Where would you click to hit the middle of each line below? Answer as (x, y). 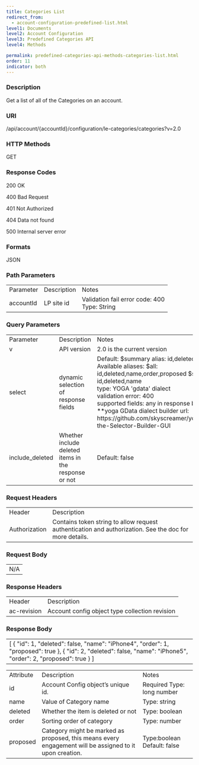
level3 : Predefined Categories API (50, 39)
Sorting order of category (77, 721)
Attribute (21, 675)
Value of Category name (76, 701)
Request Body (27, 555)
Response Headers (34, 587)
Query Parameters (33, 325)
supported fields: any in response (144, 403)
